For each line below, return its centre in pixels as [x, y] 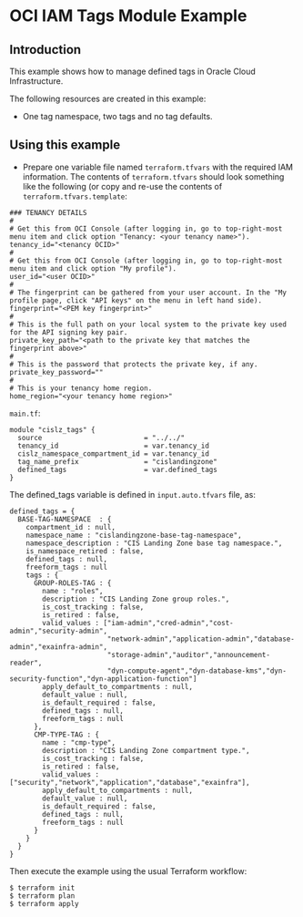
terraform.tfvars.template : [75, 196]
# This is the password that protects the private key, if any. [134, 364]
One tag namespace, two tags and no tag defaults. [117, 116]
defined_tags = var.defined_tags [118, 469]
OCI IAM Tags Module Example [128, 16]
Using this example [65, 145]
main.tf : [25, 413]
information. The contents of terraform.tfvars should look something [153, 176]
